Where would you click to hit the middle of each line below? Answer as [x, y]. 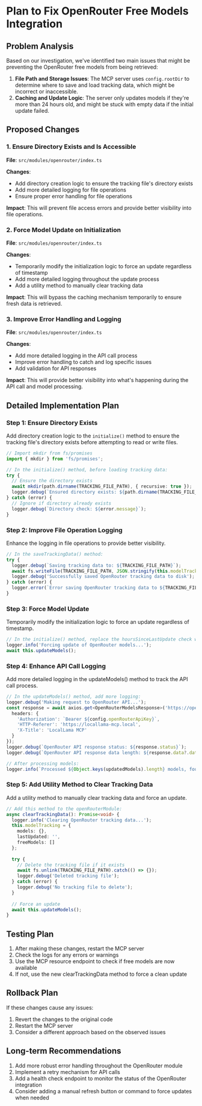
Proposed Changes [43, 130]
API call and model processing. [44, 386]
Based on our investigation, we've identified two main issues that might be [98, 61]
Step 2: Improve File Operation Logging [65, 530]
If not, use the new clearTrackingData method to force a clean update [101, 974]
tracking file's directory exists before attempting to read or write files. [92, 442]
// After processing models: [43, 764]
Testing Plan [30, 934]
